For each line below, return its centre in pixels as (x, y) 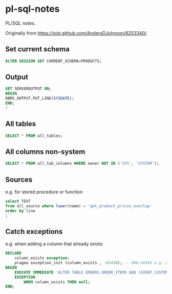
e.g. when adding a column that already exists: (55, 244)
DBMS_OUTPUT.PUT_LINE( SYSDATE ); (40, 99)
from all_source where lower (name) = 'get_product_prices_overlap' (79, 206)
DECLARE (14, 253)
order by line (20, 211)
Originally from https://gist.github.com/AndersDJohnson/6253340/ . (77, 33)
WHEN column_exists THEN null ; (57, 282)
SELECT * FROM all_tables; (34, 136)
